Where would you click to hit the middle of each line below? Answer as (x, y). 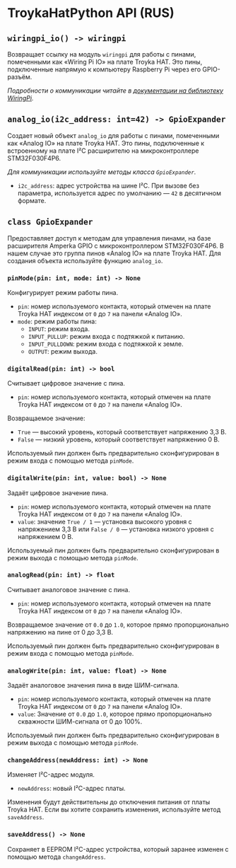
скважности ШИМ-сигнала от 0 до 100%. (80, 722)
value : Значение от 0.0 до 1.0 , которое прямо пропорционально (114, 714)
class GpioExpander (50, 222)
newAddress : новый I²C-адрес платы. (71, 788)
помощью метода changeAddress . (57, 857)
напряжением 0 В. (46, 536)
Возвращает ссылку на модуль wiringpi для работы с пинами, (102, 54)
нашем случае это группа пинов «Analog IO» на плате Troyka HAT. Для (114, 253)
